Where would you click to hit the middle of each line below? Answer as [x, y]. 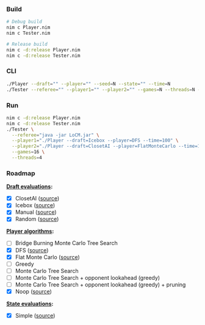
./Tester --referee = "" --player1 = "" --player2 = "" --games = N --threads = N [101, 89]
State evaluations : [30, 304]
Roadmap [21, 173]
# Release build [27, 44]
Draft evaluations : [30, 187]
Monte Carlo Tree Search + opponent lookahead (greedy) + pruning [100, 284]
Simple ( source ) [35, 315]
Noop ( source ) [33, 291]
